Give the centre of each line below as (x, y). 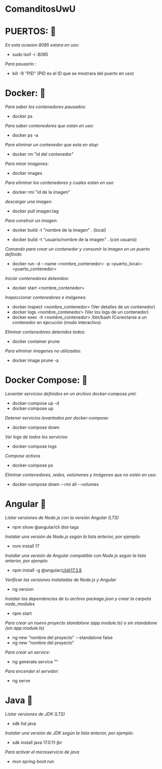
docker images (27, 173)
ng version (23, 589)
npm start (22, 613)
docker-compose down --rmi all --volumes (55, 484)
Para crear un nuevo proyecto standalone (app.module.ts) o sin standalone (81, 623)
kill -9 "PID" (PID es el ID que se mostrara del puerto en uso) (73, 73)
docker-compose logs (35, 446)
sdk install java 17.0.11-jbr (37, 742)
